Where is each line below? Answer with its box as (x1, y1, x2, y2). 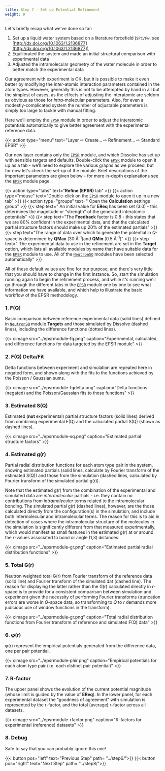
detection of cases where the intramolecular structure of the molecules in (5, 519, 154, 525)
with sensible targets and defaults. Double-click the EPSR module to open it (5, 157, 157, 163)
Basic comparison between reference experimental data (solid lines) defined (5, 316, 161, 322)
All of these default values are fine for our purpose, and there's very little (5, 266, 153, 272)
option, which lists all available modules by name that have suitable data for (5, 246, 159, 252)
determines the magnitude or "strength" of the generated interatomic (5, 208, 145, 215)
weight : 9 (5, 12, 26, 17)
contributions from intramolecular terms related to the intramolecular (5, 498, 145, 504)
